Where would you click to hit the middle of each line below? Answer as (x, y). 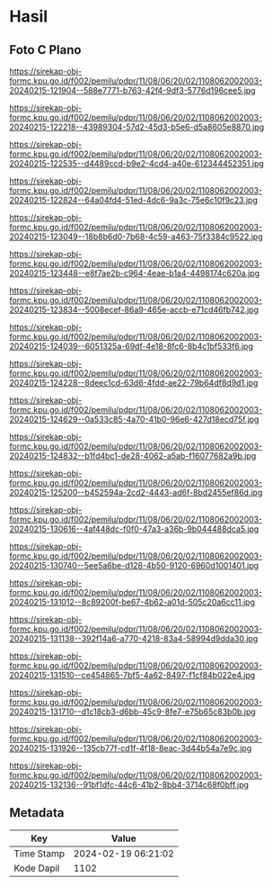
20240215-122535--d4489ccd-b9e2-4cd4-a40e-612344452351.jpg (137, 163)
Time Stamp (40, 854)
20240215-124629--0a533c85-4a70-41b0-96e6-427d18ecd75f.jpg (134, 419)
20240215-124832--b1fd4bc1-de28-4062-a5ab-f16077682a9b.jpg (133, 456)
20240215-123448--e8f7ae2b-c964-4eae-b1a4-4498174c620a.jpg (135, 273)
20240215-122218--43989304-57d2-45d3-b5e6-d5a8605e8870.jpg (137, 127)
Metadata (37, 813)
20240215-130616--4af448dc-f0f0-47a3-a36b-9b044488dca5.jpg (134, 529)
